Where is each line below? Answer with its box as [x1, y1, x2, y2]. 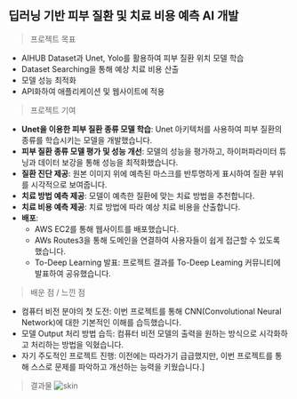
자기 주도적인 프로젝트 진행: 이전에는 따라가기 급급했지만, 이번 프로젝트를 [20, 350, 273, 361]
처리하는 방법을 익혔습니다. [30, 339, 124, 349]
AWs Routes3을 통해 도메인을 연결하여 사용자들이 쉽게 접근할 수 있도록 [34, 235, 281, 245]
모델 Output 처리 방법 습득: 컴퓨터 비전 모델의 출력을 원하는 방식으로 [20, 328, 258, 339]
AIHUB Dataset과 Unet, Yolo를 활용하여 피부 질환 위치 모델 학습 [20, 52, 245, 63]
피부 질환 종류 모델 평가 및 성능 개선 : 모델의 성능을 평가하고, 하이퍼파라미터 [20, 146, 277, 156]
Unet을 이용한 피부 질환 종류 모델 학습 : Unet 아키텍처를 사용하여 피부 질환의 [20, 124, 282, 134]
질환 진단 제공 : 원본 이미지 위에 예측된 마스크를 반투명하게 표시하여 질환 [20, 168, 268, 179]
